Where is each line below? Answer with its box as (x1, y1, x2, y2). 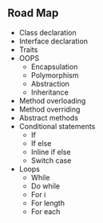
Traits (18, 44, 38, 55)
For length (30, 198, 65, 208)
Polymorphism (30, 70, 79, 79)
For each (30, 206, 61, 216)
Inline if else (30, 147, 71, 156)
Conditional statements (18, 121, 96, 131)
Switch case (30, 156, 72, 165)
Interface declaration (18, 36, 89, 46)
